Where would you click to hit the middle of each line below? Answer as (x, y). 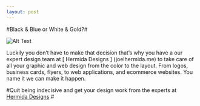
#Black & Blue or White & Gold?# (47, 29)
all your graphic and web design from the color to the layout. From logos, (97, 65)
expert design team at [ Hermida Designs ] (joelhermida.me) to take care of (100, 59)
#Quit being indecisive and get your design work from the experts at (92, 90)
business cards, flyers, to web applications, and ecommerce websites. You (100, 72)
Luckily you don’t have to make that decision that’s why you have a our (95, 53)
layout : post (23, 12)
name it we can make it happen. (46, 78)
